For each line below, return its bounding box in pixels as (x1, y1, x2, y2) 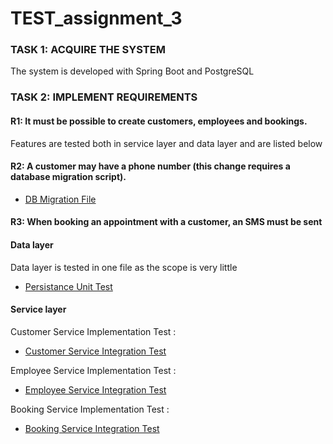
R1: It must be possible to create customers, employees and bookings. (10, 115, 308, 127)
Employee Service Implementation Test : (10, 364, 177, 376)
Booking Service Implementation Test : (10, 403, 170, 415)
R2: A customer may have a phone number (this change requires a (10, 160, 291, 172)
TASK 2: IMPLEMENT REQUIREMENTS (10, 90, 198, 104)
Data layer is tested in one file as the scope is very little (10, 261, 238, 273)
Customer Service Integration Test (24, 345, 167, 357)
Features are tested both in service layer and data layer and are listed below (10, 137, 323, 149)
